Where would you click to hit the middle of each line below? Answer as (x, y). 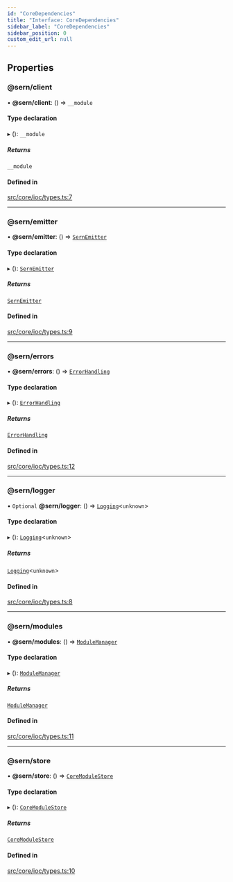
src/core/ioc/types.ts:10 (41, 871)
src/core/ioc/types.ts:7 (40, 197)
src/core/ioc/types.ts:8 (40, 602)
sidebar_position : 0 (37, 33)
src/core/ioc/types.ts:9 (40, 331)
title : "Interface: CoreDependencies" (63, 20)
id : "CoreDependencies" (42, 14)
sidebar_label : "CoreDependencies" (59, 26)
